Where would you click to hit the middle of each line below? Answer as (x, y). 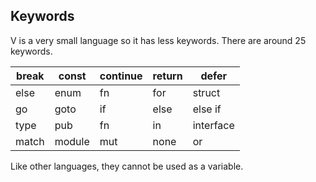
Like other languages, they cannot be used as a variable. (127, 166)
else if (207, 109)
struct (206, 92)
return (167, 76)
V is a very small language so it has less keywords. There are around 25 (158, 40)
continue (121, 76)
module (72, 141)
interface (213, 125)
